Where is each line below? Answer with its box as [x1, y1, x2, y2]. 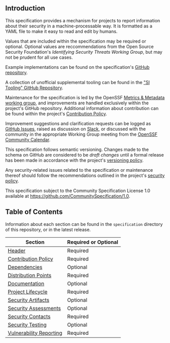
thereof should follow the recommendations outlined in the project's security [5, 172, 165, 178]
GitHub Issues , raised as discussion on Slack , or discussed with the [5, 126, 146, 132]
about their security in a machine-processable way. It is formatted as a [5, 23, 153, 29]
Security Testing [8, 321, 47, 328]
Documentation [8, 280, 45, 287]
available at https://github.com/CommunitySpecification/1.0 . [5, 193, 131, 199]
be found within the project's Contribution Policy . [5, 110, 107, 117]
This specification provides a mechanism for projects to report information [5, 17, 160, 23]
